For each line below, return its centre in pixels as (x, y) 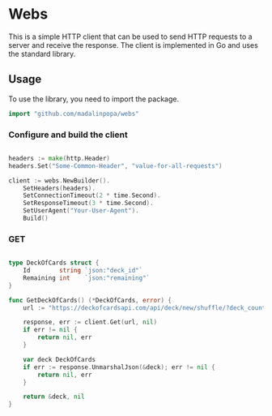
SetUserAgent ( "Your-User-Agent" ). (81, 211)
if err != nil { (51, 330)
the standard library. (42, 54)
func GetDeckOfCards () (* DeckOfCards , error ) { (90, 300)
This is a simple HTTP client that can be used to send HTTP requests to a (130, 36)
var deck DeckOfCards (59, 359)
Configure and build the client (68, 135)
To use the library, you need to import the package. (94, 99)
